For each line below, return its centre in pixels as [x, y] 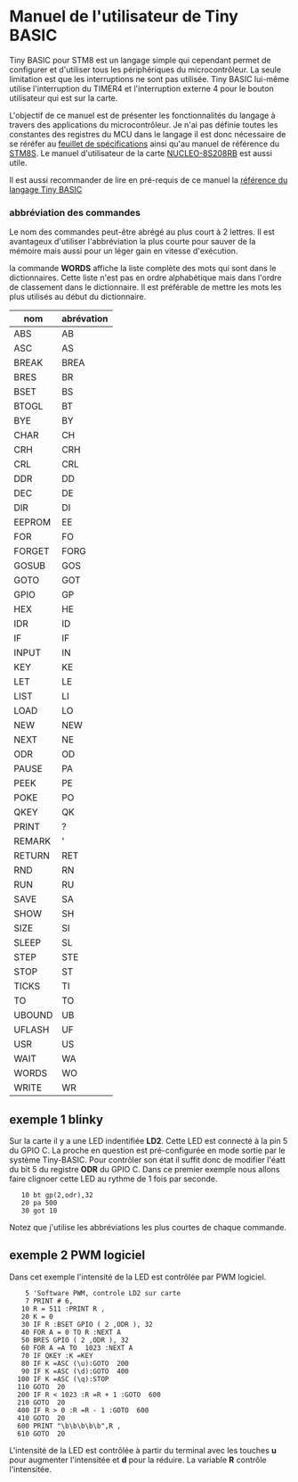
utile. [18, 162]
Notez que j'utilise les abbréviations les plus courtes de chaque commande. [148, 1228]
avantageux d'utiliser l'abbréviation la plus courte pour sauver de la [133, 242]
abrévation [85, 319]
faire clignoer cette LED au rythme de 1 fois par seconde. [113, 1179]
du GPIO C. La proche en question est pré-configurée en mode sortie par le [148, 1151]
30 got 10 [39, 1211]
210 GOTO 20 [41, 1403]
